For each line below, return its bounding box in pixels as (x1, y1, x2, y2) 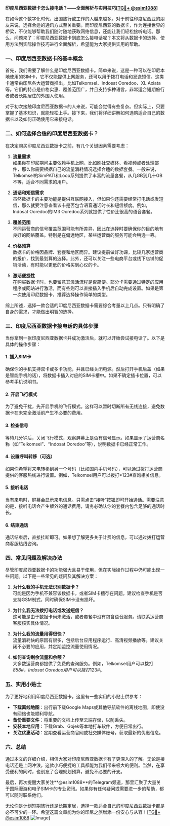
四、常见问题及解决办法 (5, 554, 62, 561)
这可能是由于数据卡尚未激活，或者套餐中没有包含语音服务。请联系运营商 (12, 614, 163, 620)
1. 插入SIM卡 (5, 354, 31, 360)
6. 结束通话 (5, 522, 29, 528)
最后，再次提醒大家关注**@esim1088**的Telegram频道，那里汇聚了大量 (5, 779, 157, 785)
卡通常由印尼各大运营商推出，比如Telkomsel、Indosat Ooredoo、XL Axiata (5, 80, 161, 86)
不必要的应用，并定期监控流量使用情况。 (17, 644, 102, 650)
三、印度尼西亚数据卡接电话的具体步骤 (5, 322, 99, 329)
